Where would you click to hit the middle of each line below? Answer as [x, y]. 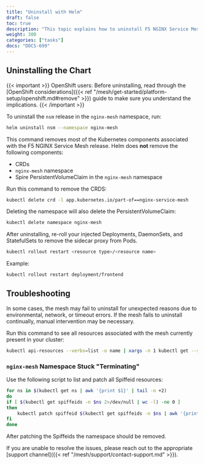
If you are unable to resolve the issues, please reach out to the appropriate [100, 448]
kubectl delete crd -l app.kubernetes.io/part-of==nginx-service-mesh [97, 200]
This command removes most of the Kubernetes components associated [97, 139]
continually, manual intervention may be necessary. [70, 321]
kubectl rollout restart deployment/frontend [65, 275]
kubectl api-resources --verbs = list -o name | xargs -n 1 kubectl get [97, 351]
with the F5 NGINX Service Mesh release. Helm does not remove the [92, 146]
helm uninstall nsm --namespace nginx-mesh [62, 128]
